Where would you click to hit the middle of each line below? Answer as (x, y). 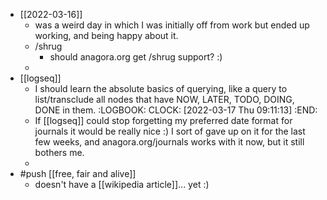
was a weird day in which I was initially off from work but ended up (172, 25)
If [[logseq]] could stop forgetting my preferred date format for (163, 120)
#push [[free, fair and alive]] (78, 173)
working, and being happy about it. (106, 35)
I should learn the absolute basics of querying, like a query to (161, 88)
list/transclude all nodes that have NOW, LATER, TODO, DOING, (164, 99)
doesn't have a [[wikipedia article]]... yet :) (122, 184)
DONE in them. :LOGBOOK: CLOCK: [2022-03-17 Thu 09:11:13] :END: (176, 110)
